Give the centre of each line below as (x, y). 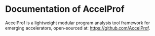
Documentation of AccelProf (65, 9)
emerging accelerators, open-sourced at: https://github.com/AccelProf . (78, 28)
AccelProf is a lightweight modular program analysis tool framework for (78, 23)
